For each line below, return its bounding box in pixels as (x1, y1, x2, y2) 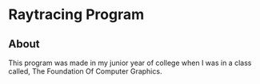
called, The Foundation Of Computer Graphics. (8, 67, 162, 76)
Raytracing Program (8, 6, 145, 24)
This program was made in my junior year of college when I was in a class (8, 58, 252, 67)
